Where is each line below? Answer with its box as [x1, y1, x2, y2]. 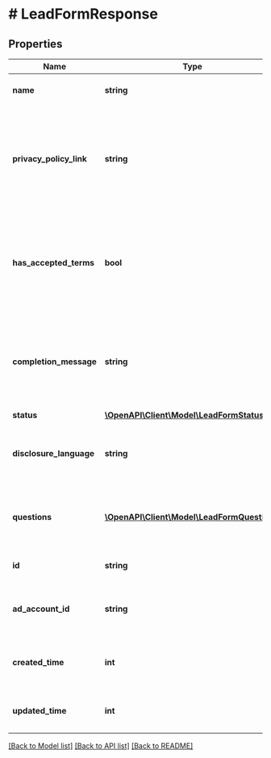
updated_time [12, 706, 67, 716]
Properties [8, 37, 63, 51]
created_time [12, 657, 65, 668]
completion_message [12, 356, 97, 367]
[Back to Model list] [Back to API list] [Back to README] [8, 741, 194, 751]
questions [12, 512, 52, 522]
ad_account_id [12, 603, 70, 614]
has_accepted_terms [12, 258, 95, 268]
